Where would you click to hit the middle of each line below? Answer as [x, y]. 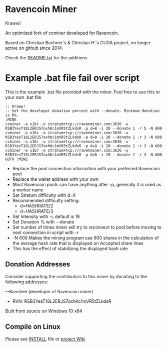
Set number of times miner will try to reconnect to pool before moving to [87, 227]
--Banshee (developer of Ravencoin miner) [49, 291]
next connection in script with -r [45, 233]
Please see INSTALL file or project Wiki [45, 339]
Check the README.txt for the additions [46, 57]
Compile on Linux [33, 327]
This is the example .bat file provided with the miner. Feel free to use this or [83, 92]
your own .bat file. [24, 97]
